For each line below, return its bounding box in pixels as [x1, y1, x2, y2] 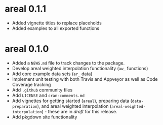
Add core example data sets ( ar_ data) [12, 71, 93, 77]
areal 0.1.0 [5, 43, 49, 55]
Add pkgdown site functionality [12, 114, 77, 120]
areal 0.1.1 [5, 3, 47, 15]
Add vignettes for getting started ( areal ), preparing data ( [12, 98, 133, 104]
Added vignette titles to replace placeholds [12, 20, 102, 26]
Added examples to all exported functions [12, 25, 100, 31]
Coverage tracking [12, 81, 51, 87]
